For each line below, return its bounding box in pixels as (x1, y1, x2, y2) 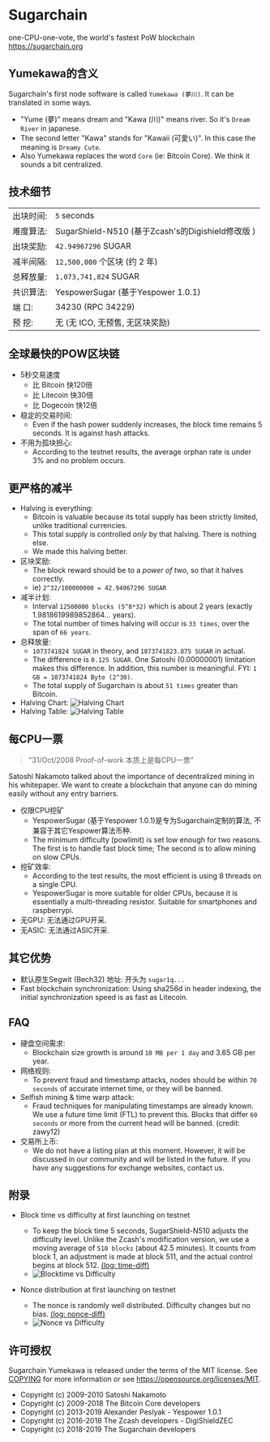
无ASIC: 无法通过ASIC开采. (19, 925, 110, 935)
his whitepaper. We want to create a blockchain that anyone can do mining (8, 780, 258, 790)
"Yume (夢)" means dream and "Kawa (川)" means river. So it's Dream (19, 114, 251, 123)
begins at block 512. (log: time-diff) (32, 1261, 150, 1271)
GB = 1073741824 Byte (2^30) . (32, 672, 133, 682)
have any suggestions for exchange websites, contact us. (32, 1163, 225, 1172)
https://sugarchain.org (8, 41, 84, 50)
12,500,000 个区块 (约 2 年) (55, 256, 158, 267)
